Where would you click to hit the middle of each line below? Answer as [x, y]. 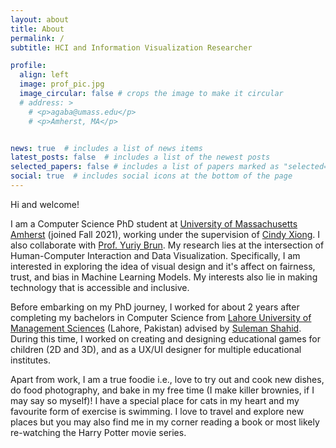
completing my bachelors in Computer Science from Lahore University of [161, 317]
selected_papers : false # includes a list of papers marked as [145, 167]
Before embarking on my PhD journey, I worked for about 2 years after [155, 307]
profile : [28, 66]
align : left [44, 75]
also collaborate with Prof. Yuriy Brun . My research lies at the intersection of [167, 245]
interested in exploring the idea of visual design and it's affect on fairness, [163, 266]
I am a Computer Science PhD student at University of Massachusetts [154, 223]
